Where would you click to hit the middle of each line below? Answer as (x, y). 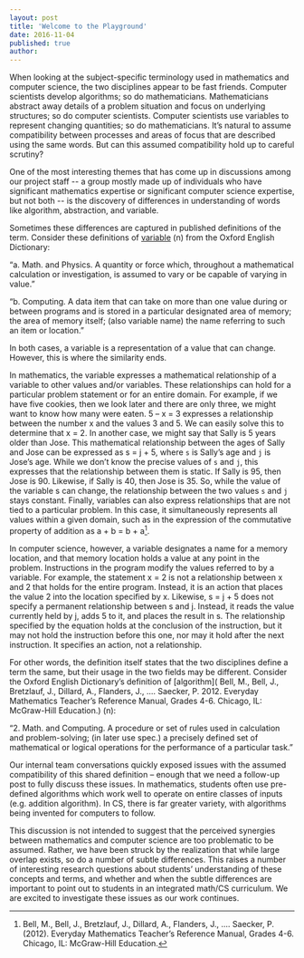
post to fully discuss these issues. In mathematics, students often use (139, 784)
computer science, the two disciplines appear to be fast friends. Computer (148, 87)
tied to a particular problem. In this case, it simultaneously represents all (143, 510)
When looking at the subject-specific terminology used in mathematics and (149, 77)
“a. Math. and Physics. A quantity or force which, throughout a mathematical (152, 265)
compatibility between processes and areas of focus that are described (142, 135)
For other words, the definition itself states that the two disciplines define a (149, 662)
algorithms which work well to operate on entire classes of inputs (161, 793)
